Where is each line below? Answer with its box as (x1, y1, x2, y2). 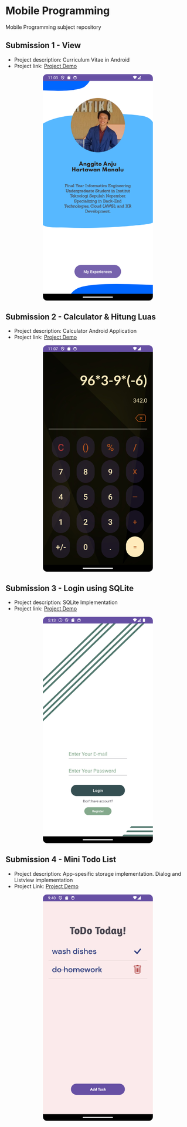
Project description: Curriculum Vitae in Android (13, 56, 130, 63)
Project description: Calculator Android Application (13, 328, 137, 335)
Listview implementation (13, 876, 73, 883)
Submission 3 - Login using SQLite (5, 583, 134, 593)
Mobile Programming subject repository (5, 23, 101, 31)
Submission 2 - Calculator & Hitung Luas (5, 312, 157, 322)
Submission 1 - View (5, 41, 81, 50)
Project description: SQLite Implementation (13, 599, 118, 606)
